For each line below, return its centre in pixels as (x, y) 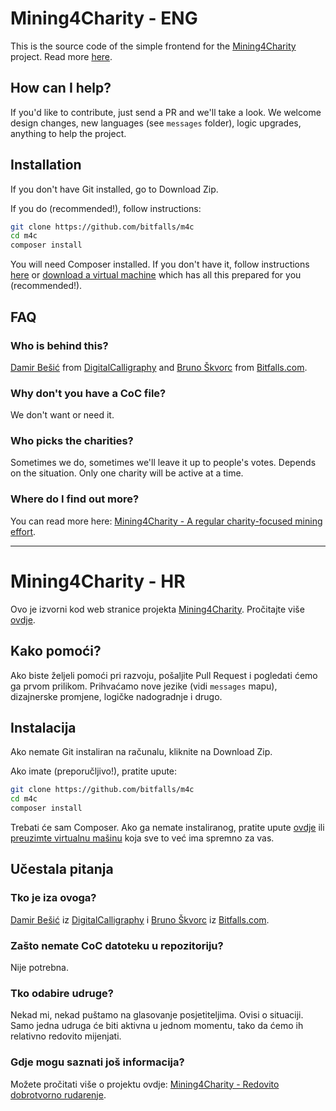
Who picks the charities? (72, 441)
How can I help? (61, 88)
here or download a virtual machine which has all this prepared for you (156, 275)
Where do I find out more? (75, 499)
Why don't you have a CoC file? (88, 393)
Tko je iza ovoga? (53, 898)
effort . (23, 531)
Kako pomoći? (56, 651)
